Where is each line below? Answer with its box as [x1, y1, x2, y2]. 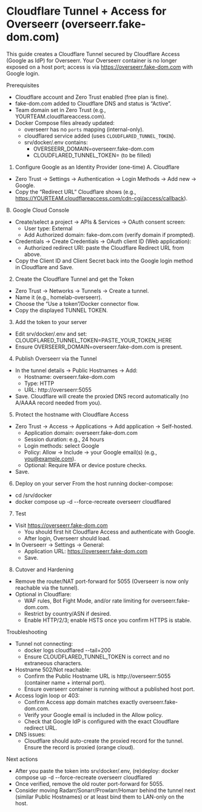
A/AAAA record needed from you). [15, 399, 102, 406]
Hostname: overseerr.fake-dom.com [24, 373, 115, 380]
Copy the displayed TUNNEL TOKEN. [15, 306, 108, 314]
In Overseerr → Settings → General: [15, 541, 104, 548]
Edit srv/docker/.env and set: [15, 330, 87, 337]
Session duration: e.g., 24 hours [24, 436, 104, 443]
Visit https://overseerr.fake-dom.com [15, 521, 108, 529]
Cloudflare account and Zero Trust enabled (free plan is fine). [15, 93, 169, 101]
